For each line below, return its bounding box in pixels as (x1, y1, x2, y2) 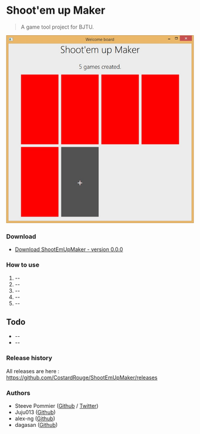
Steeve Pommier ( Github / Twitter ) (14, 402, 99, 409)
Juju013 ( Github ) (14, 408, 56, 416)
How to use (6, 261, 40, 269)
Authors (6, 389, 31, 397)
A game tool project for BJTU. (20, 23, 94, 30)
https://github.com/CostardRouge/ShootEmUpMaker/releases (6, 374, 158, 381)
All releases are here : (6, 367, 60, 374)
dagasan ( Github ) (14, 421, 58, 428)
